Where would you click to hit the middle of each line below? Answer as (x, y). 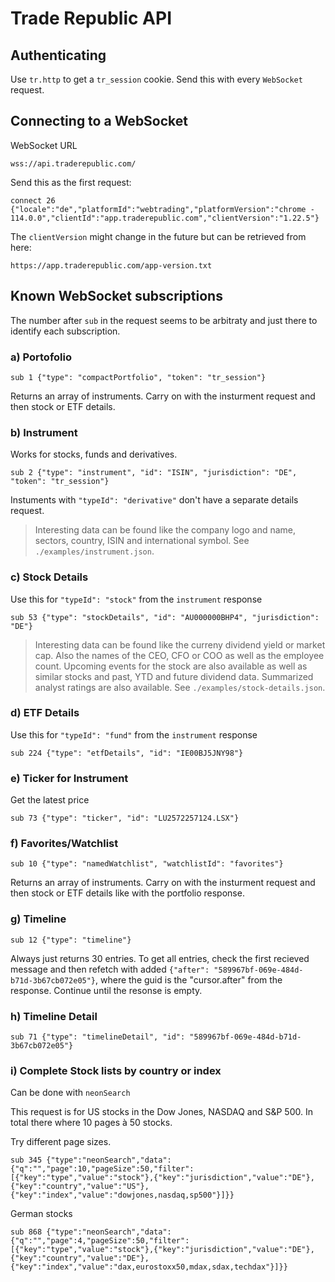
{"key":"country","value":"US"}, (80, 1187)
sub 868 (26, 1232)
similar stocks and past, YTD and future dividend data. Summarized (174, 676)
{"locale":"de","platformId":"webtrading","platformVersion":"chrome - (162, 209)
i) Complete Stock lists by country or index (116, 1070)
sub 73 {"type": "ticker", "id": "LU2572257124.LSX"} (125, 818)
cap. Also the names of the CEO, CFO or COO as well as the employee (179, 655)
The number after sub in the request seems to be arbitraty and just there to (164, 320)
